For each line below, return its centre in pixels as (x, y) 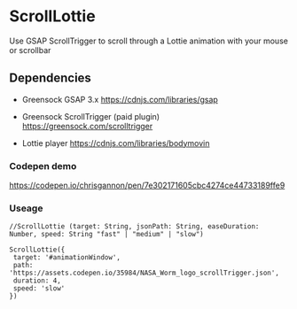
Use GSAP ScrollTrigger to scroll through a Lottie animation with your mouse (148, 41)
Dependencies (50, 78)
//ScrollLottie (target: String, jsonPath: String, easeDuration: (134, 227)
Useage (26, 208)
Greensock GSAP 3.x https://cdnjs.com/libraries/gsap (120, 99)
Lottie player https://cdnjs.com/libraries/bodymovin (116, 143)
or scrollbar (30, 50)
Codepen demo (43, 166)
